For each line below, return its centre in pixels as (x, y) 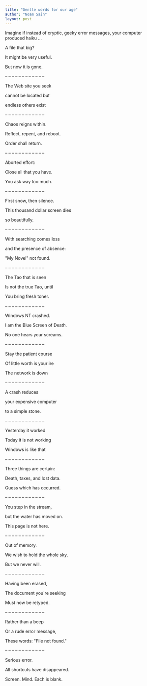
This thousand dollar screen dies (38, 210)
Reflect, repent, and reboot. (33, 134)
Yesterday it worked (25, 431)
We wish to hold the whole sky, (36, 555)
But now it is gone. (24, 67)
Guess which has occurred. (33, 488)
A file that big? (20, 48)
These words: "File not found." (36, 641)
